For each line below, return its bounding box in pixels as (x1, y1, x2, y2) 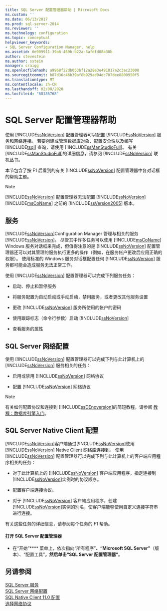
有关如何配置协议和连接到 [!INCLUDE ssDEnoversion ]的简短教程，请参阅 (5, 404, 153, 410)
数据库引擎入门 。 (13, 410, 49, 416)
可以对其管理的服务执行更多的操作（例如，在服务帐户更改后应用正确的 (18, 249, 163, 255)
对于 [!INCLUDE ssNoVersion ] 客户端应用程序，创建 (12, 497, 117, 503)
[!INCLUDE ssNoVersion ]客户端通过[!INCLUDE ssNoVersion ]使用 (5, 440, 135, 446)
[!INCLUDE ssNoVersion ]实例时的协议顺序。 (12, 476, 102, 482)
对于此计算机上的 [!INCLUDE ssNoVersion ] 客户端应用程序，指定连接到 (12, 470, 157, 476)
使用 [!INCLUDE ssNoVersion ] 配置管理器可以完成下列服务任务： (5, 272, 136, 278)
